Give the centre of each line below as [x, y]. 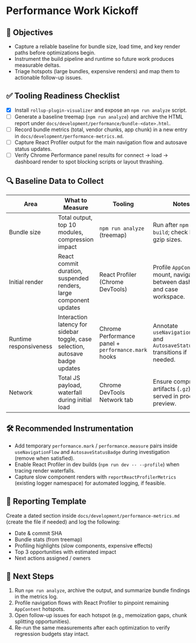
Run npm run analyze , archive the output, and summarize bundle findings [102, 590]
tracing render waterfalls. [45, 470]
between [165, 282]
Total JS [69, 378]
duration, [70, 271]
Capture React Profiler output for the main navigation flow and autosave [101, 142]
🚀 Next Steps [30, 576]
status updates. [33, 149]
